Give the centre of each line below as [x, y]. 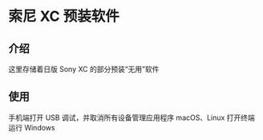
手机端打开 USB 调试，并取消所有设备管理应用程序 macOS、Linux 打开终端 [131, 118]
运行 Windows [32, 127]
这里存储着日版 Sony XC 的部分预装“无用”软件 [84, 69]
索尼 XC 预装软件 [64, 16]
